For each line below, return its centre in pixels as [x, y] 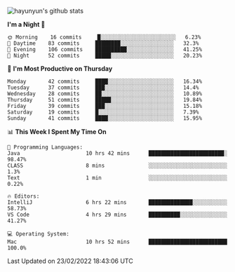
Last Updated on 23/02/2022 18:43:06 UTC [70, 261]
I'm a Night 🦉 [26, 24]
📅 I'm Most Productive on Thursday [60, 69]
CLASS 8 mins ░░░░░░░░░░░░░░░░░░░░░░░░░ [117, 165]
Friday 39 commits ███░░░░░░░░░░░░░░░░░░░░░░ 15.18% [105, 106]
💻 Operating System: [39, 234]
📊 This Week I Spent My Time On [57, 132]
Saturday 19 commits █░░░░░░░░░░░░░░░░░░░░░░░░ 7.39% [103, 112]
